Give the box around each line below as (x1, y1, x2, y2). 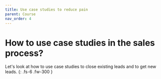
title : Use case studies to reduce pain (5, 7, 89, 12)
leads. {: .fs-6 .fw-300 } (5, 69, 53, 75)
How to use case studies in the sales (5, 37, 155, 48)
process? (5, 47, 44, 59)
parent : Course (5, 12, 36, 17)
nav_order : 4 (5, 16, 32, 21)
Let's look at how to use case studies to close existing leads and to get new (5, 64, 157, 70)
